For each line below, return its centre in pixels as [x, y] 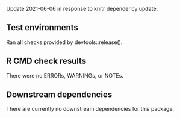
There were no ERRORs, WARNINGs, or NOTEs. [65, 75]
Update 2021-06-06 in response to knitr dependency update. [82, 9]
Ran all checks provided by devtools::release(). [64, 42]
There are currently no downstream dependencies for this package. [90, 109]
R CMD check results [46, 61]
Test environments [42, 27]
